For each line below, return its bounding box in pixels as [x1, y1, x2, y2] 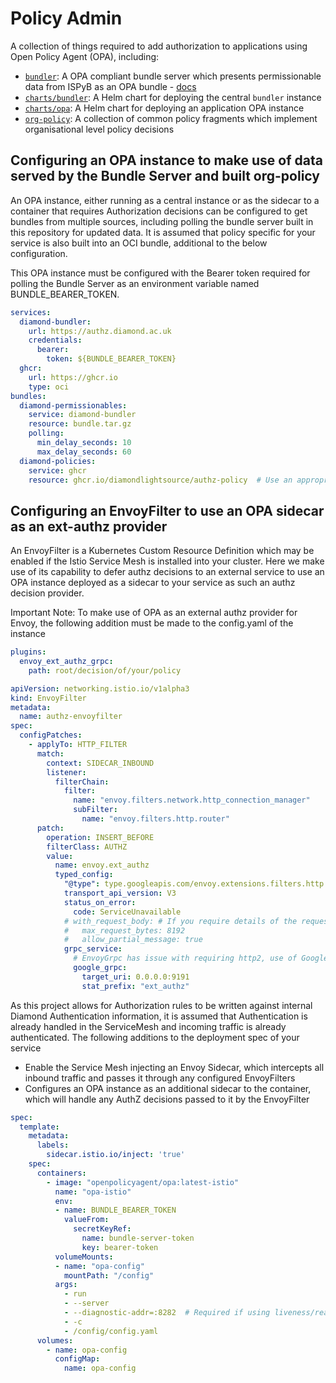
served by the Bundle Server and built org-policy [10, 168, 320, 185]
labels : [36, 1140, 70, 1151]
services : [10, 307, 52, 317]
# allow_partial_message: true [63, 935, 203, 945]
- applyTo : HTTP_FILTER [28, 740, 128, 750]
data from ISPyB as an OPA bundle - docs [24, 80, 197, 92]
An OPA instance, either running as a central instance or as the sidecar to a [10, 194, 320, 206]
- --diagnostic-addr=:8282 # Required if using [63, 1308, 271, 1318]
